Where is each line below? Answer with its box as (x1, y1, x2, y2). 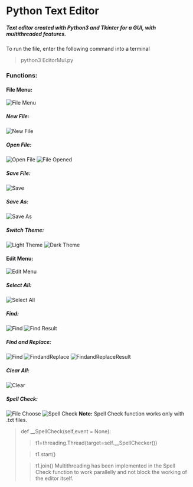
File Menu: (6, 86, 32, 93)
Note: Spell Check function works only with (78, 410, 185, 417)
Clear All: (6, 366, 30, 374)
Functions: (6, 72, 38, 80)
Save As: (6, 198, 29, 205)
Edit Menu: (6, 255, 34, 262)
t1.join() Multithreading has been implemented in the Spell (35, 462, 176, 469)
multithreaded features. (6, 30, 67, 37)
